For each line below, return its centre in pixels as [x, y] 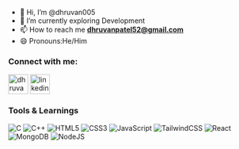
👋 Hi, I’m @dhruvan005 [57, 12]
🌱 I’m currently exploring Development [82, 21]
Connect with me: [43, 61]
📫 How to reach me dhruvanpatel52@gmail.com [101, 29]
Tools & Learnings [44, 111]
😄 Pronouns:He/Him [53, 41]
